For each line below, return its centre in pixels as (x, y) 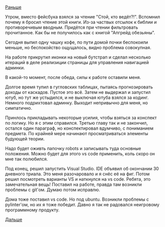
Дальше (14, 220)
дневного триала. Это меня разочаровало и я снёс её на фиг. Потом (77, 174)
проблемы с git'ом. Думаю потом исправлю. (53, 190)
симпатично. (19, 108)
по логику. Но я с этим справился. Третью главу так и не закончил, (77, 123)
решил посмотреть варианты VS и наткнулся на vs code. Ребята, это (78, 179)
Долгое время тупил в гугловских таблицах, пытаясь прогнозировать (79, 87)
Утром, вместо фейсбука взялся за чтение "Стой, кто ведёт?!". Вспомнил (83, 17)
